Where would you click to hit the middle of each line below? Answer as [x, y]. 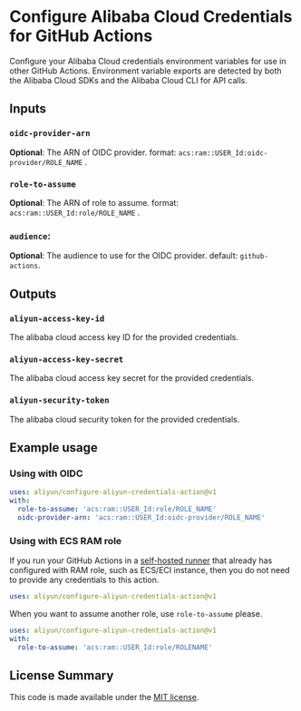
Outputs [33, 293]
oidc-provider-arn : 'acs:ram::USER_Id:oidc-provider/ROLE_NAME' [141, 517]
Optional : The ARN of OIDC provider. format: [93, 152]
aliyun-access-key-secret [67, 359]
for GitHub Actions [81, 36]
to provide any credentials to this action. [84, 580]
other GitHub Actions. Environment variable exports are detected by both [146, 71]
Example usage [53, 448]
